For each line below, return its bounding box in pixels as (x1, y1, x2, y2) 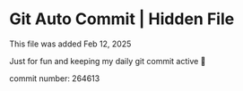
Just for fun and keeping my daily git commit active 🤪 (9, 55, 206, 66)
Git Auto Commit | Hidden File (9, 9, 235, 29)
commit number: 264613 (9, 72, 100, 84)
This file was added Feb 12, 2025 (9, 38, 132, 49)
